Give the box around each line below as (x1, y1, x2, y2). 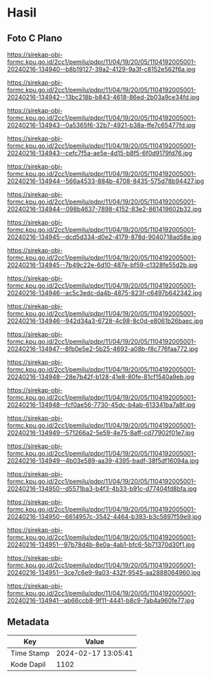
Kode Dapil (10, 659, 46, 669)
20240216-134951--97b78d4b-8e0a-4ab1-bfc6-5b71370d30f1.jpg (7, 540, 195, 549)
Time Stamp (10, 648, 50, 658)
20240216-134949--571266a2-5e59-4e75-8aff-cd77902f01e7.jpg (7, 429, 195, 436)
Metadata (7, 616, 49, 628)
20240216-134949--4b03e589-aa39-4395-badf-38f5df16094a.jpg (7, 456, 199, 465)
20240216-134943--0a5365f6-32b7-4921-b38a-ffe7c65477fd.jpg (7, 121, 196, 129)
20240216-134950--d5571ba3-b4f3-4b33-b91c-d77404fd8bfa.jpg (7, 485, 197, 493)
